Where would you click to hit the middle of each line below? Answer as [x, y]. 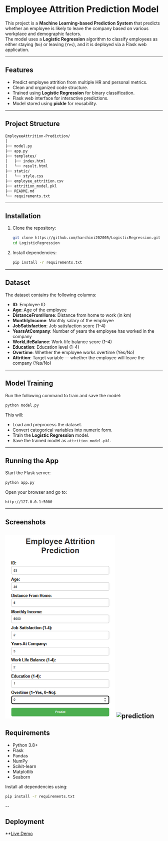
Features [19, 70]
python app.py [20, 483]
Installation [23, 216]
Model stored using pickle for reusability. [55, 103]
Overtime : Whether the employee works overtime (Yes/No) [73, 352]
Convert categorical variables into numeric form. [62, 430]
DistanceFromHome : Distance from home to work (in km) [72, 315]
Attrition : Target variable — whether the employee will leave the [78, 357]
